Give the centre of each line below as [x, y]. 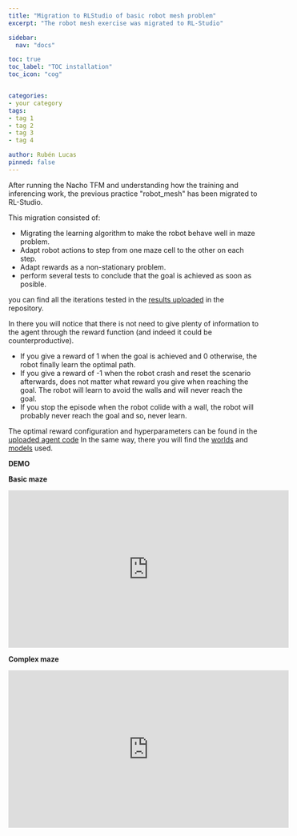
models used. [31, 448]
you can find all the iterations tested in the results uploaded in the [116, 299]
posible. [33, 284]
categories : [28, 96]
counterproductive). [41, 340]
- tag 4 [21, 141]
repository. [26, 308]
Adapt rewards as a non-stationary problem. [93, 267]
